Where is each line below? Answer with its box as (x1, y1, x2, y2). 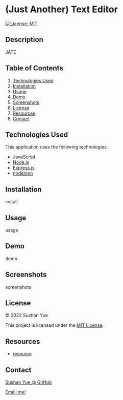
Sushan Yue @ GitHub (5, 379, 52, 385)
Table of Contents (5, 64, 64, 73)
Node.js (12, 159, 30, 165)
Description (5, 35, 43, 44)
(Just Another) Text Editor (5, 4, 118, 15)
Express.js (12, 165, 35, 171)
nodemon (12, 170, 33, 176)
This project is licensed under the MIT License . (5, 322, 104, 328)
